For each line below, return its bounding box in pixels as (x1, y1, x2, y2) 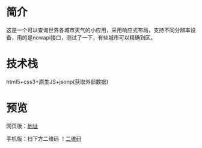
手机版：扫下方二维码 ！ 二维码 (6, 135, 82, 142)
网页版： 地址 (6, 122, 38, 129)
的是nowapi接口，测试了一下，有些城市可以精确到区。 (22, 34, 156, 41)
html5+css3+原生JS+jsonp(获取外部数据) (6, 78, 109, 85)
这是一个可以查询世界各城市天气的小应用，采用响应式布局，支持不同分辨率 (6, 26, 191, 34)
